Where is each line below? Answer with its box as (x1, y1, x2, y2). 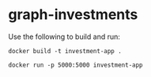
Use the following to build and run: (8, 32, 121, 41)
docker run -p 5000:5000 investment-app (8, 61, 144, 69)
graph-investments (8, 6, 138, 24)
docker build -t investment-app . (8, 47, 123, 55)
